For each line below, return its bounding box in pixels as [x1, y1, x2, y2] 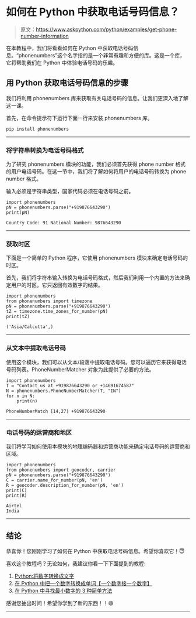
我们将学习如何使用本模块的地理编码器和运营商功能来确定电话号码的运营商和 [6, 443, 190, 450]
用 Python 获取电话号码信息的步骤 [6, 78, 129, 88]
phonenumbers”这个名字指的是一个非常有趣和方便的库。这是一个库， [18, 52, 185, 59]
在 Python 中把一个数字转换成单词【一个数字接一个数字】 [14, 579, 153, 586]
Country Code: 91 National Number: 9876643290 [6, 220, 121, 226]
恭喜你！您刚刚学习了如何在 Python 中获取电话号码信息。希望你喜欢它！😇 [6, 547, 185, 554]
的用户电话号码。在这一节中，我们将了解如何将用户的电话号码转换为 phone [6, 168, 187, 175]
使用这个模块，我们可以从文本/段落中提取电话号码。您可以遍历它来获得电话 [6, 358, 187, 366]
